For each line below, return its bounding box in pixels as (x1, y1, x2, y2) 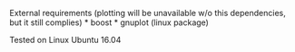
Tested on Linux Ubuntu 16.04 (9, 35, 122, 45)
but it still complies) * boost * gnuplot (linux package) (9, 17, 209, 28)
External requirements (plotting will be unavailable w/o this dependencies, (9, 8, 286, 18)
